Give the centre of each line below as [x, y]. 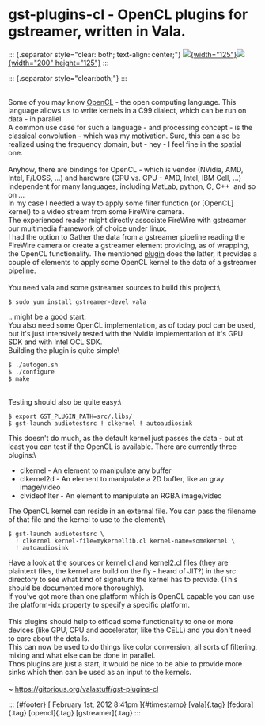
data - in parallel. [36, 119]
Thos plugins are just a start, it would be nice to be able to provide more [125, 663]
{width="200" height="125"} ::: [59, 63]
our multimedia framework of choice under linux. [88, 228]
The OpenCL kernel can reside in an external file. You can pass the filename [132, 511]
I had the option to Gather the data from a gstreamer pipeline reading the [127, 236]
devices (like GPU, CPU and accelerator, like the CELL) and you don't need [130, 630]
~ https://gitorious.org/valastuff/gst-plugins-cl [83, 689]
